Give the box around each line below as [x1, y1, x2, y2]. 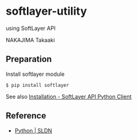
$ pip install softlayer [6, 82, 69, 88]
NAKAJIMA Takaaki [6, 36, 55, 43]
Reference [6, 111, 47, 121]
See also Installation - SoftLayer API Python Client [6, 93, 132, 100]
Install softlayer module [6, 70, 65, 78]
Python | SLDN [14, 127, 53, 134]
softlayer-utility [6, 4, 87, 18]
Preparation [6, 54, 52, 65]
